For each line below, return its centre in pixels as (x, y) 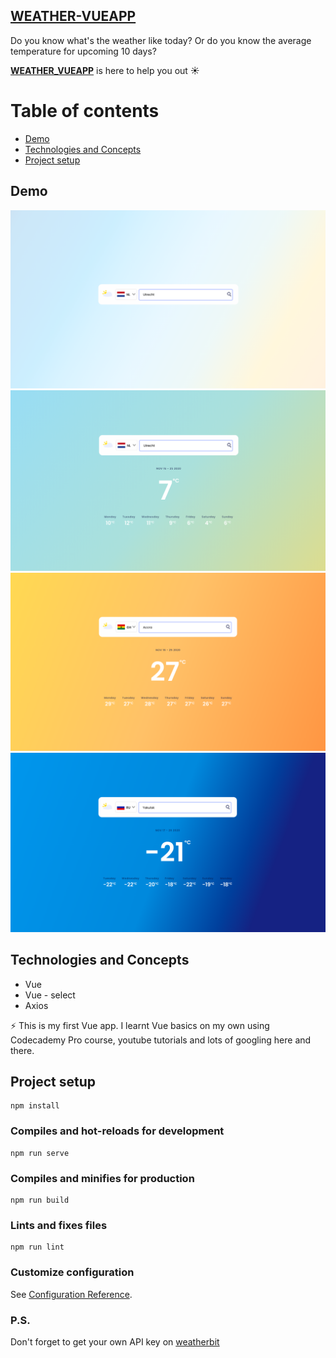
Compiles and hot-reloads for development (117, 1131)
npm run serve (40, 1153)
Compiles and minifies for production (102, 1178)
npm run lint (37, 1247)
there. (22, 1050)
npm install (35, 1106)
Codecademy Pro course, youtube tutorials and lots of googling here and (161, 1040)
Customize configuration (72, 1272)
